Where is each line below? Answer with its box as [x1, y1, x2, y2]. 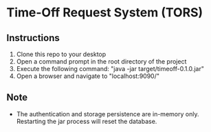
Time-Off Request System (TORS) [6, 5, 203, 21]
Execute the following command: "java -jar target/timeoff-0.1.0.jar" [16, 65, 204, 72]
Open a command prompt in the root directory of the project [16, 57, 187, 66]
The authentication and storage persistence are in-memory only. [16, 109, 199, 118]
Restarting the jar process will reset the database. [16, 117, 157, 125]
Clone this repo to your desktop [16, 50, 107, 58]
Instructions [6, 32, 60, 44]
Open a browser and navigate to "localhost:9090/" [16, 72, 159, 80]
